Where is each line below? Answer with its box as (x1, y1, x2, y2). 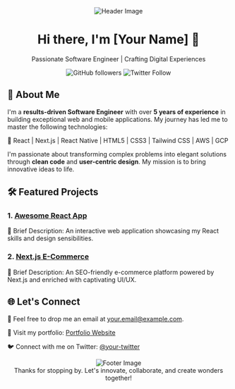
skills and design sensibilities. (7, 234, 94, 242)
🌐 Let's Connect (7, 296, 80, 308)
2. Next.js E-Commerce (7, 252, 90, 261)
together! (105, 373, 132, 382)
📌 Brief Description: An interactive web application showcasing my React (7, 227, 219, 235)
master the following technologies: (7, 123, 108, 131)
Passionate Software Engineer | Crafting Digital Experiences (31, 54, 206, 63)
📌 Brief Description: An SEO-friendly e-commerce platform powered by (7, 268, 215, 276)
